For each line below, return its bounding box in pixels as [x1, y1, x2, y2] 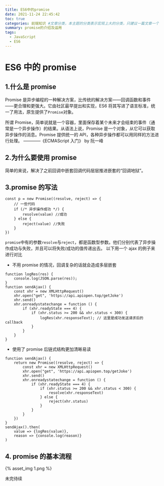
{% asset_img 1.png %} [5, 465, 52, 471]
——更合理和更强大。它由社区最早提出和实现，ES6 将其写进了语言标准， [5, 102, 151, 108]
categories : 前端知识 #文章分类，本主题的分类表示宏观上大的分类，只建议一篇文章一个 [5, 21, 160, 26]
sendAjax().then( [5, 425, 41, 430]
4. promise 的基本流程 [5, 452, 72, 460]
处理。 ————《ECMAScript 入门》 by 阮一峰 [9, 138, 103, 144]
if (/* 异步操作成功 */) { [14, 207, 64, 212]
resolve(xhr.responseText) [48, 390, 104, 395]
